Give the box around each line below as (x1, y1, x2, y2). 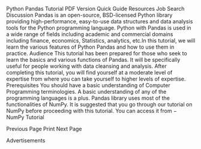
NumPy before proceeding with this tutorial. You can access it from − (6, 108, 177, 114)
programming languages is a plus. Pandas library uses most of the (6, 94, 170, 102)
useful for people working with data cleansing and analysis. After (6, 62, 167, 70)
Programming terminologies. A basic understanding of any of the (6, 88, 167, 95)
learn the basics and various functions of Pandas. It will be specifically (6, 56, 181, 63)
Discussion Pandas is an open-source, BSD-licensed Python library (6, 11, 173, 19)
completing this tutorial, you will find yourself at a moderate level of (6, 69, 173, 76)
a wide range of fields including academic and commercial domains (6, 31, 173, 38)
